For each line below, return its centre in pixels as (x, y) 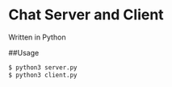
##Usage (24, 52)
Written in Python (37, 37)
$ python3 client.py (43, 75)
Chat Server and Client (86, 15)
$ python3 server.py (43, 67)
